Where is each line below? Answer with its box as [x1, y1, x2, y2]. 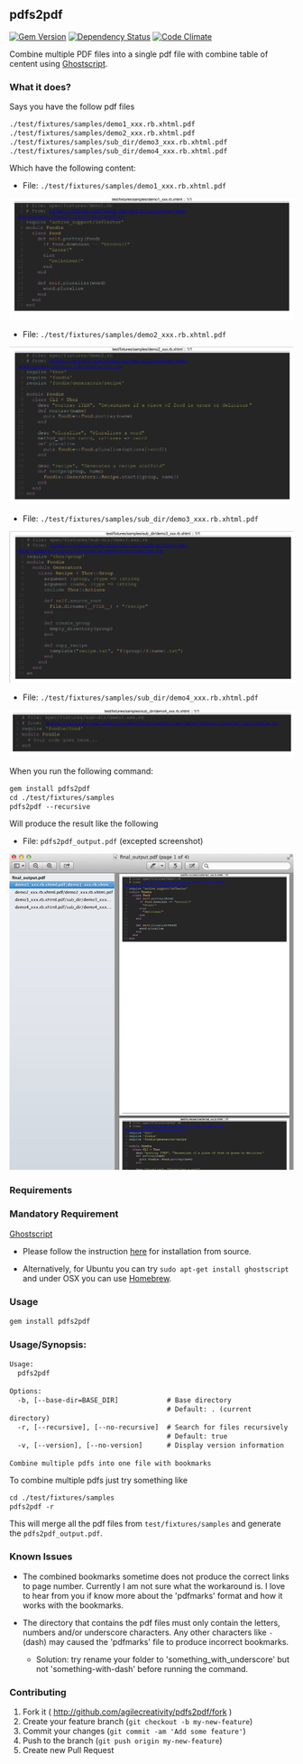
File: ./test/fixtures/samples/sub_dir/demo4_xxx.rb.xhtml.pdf [22, 692, 259, 703]
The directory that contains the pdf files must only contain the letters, [22, 1617, 281, 1628]
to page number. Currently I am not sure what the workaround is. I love [22, 1580, 286, 1591]
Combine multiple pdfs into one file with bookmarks [9, 1459, 212, 1468]
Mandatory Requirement [9, 1208, 119, 1220]
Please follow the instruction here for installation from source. [22, 1245, 252, 1256]
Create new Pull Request [22, 1744, 115, 1755]
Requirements [9, 1183, 73, 1196]
